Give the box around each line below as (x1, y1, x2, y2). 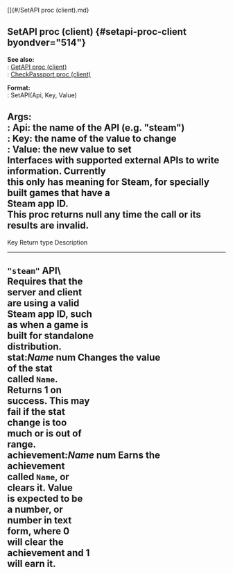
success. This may (7, 395, 90, 407)
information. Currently (7, 165, 106, 177)
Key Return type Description (7, 238, 88, 246)
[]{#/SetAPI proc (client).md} (7, 6, 89, 14)
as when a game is (7, 319, 89, 331)
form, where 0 (7, 525, 70, 537)
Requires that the (7, 276, 83, 288)
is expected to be (7, 493, 83, 505)
